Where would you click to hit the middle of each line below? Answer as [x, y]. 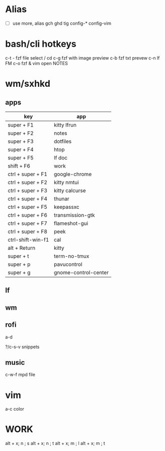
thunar [61, 199]
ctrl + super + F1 [28, 174]
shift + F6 [19, 166]
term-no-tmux [71, 256]
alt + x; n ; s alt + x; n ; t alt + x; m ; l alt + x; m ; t [55, 443]
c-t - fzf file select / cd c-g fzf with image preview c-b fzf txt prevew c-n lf [82, 58]
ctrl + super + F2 [28, 182]
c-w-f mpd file [20, 375]
